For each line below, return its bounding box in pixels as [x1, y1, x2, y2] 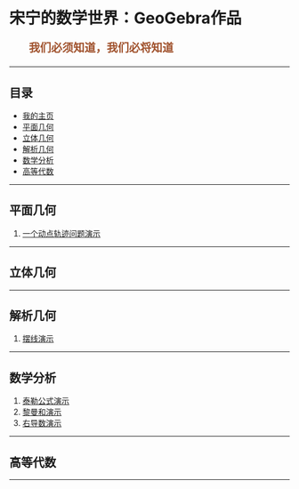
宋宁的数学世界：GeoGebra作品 [9, 8, 242, 28]
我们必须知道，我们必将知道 [28, 42, 174, 55]
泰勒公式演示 [21, 396, 69, 406]
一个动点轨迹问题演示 [21, 228, 101, 238]
